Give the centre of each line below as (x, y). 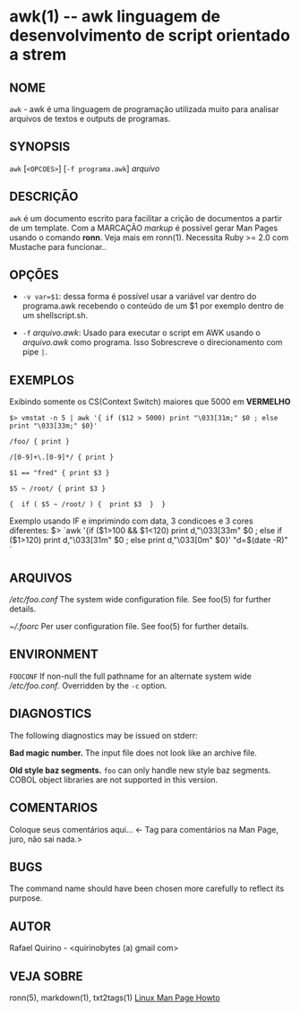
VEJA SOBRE (46, 976)
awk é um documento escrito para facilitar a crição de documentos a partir (146, 218)
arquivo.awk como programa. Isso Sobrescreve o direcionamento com (152, 342)
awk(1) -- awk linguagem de (115, 17)
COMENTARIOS (54, 808)
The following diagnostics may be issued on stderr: (104, 735)
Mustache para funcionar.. (58, 247)
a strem (38, 55)
